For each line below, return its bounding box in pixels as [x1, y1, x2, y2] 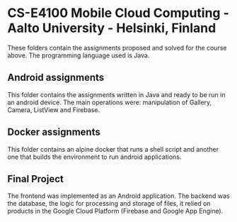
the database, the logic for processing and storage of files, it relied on [7, 199, 211, 208]
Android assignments [7, 72, 105, 84]
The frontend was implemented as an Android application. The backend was [7, 192, 230, 200]
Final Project [7, 172, 64, 185]
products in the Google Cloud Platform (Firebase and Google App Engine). [7, 207, 224, 216]
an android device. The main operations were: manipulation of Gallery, [7, 98, 212, 106]
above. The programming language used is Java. [7, 51, 150, 60]
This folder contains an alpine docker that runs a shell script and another [7, 145, 219, 153]
